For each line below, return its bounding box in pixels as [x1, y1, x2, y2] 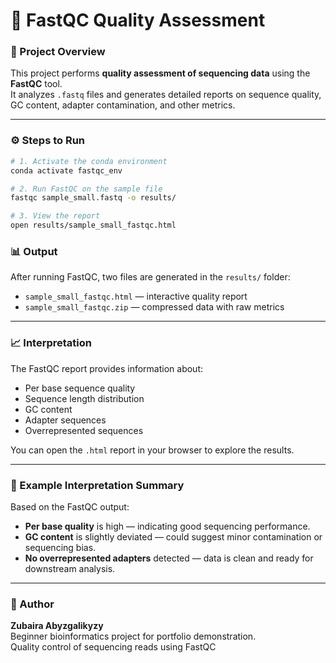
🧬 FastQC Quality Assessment [10, 9, 266, 32]
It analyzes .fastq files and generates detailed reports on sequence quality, [10, 89, 322, 101]
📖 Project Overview [10, 45, 106, 59]
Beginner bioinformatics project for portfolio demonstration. [10, 630, 257, 643]
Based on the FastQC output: [10, 500, 130, 513]
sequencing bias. [24, 541, 97, 553]
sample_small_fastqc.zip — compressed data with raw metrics [24, 301, 285, 313]
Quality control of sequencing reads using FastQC [10, 641, 217, 653]
